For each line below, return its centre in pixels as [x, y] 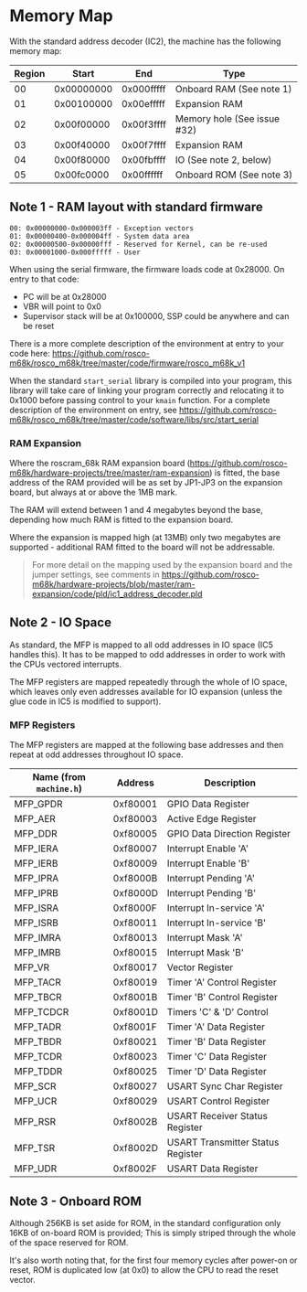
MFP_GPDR [38, 804]
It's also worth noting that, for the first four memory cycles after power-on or [153, 1260]
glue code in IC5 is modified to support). [85, 701]
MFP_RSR [35, 1122]
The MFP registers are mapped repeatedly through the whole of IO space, [148, 681]
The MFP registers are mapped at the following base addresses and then [147, 745]
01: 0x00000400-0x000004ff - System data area [100, 236]
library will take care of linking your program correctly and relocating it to [147, 390]
